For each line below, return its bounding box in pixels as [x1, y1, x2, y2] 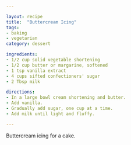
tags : [6, 25, 19, 30]
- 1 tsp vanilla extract [6, 68, 66, 74]
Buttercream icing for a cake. [6, 132, 76, 139]
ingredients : [6, 51, 38, 57]
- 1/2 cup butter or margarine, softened [6, 62, 108, 68]
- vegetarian [6, 36, 38, 42]
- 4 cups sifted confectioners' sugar [6, 73, 100, 79]
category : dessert [6, 41, 51, 47]
